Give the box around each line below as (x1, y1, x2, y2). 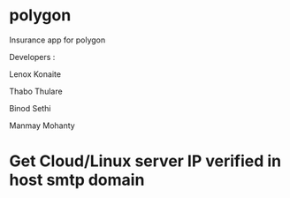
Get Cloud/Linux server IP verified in (9, 151, 282, 171)
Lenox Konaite (9, 68, 62, 80)
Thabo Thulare (9, 86, 64, 96)
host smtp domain (9, 170, 145, 190)
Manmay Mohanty (9, 120, 75, 131)
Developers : (9, 51, 56, 62)
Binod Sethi (9, 103, 51, 113)
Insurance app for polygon (9, 34, 106, 45)
